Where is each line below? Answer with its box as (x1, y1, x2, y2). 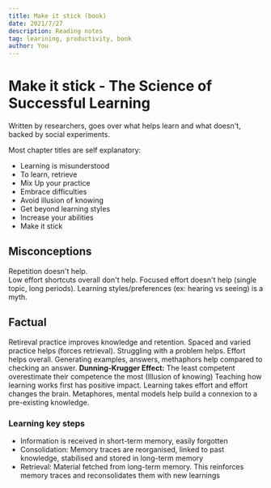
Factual (8, 315, 47, 329)
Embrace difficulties (19, 187, 87, 197)
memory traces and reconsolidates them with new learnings (19, 470, 221, 480)
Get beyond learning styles (19, 204, 111, 214)
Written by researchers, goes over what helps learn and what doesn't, (8, 121, 241, 131)
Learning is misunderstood (19, 161, 110, 171)
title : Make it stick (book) (8, 11, 107, 20)
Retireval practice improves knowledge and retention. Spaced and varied (8, 337, 251, 347)
